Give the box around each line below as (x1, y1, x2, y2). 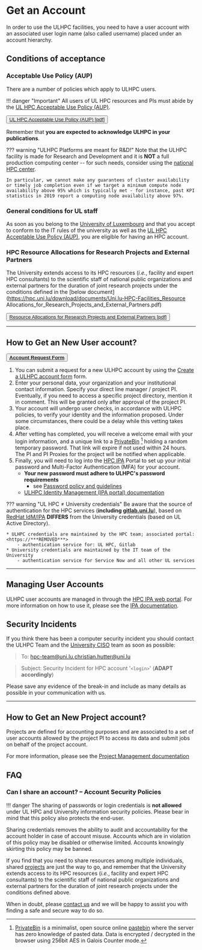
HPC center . (6, 165, 36, 172)
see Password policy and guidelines (32, 482, 122, 490)
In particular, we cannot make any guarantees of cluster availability (6, 177, 189, 183)
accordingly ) (20, 671, 54, 678)
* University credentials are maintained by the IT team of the (6, 547, 171, 553)
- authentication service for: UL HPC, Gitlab (17, 541, 136, 547)
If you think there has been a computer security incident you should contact (6, 635, 194, 642)
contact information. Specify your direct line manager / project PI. (14, 386, 177, 393)
